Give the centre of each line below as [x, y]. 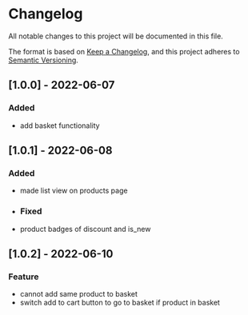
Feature [24, 277]
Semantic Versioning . [43, 60]
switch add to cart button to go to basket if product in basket [120, 303]
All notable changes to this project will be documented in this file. [116, 36]
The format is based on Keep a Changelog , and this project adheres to [124, 51]
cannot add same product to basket [79, 294]
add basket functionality [60, 126]
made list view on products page [74, 191]
